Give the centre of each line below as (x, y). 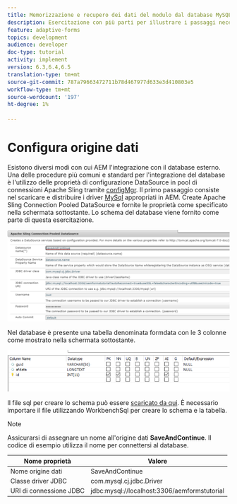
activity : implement (38, 60)
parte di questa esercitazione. (50, 220)
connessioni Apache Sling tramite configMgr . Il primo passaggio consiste (114, 189)
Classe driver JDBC (38, 481)
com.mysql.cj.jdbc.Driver (127, 481)
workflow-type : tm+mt (39, 89)
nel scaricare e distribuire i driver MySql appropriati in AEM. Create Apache (116, 197)
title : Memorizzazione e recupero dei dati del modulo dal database (110, 15)
